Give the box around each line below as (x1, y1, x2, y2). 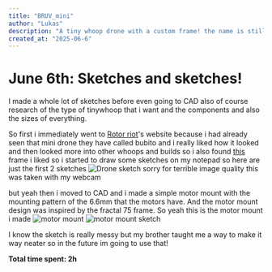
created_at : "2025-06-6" (8, 34, 92, 43)
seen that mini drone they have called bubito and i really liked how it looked (8, 138, 259, 148)
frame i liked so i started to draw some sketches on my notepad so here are (8, 155, 261, 165)
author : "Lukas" (8, 19, 63, 28)
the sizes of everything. (8, 114, 87, 123)
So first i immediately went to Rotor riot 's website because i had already (8, 129, 249, 139)
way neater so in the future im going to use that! (8, 239, 168, 248)
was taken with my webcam (8, 172, 101, 183)
